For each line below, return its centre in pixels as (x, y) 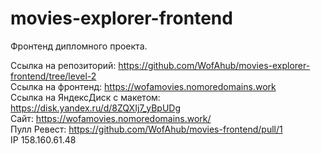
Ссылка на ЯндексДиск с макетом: (85, 97)
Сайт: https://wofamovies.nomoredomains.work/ (111, 118)
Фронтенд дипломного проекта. (79, 46)
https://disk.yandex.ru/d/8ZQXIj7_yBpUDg (96, 108)
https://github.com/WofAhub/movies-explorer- (214, 65)
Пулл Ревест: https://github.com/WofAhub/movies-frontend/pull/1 (146, 129)
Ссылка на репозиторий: (63, 65)
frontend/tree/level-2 (53, 76)
